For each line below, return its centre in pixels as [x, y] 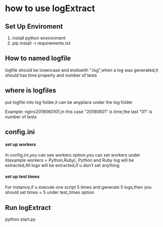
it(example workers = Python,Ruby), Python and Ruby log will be [70, 160]
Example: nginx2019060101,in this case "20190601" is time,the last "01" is [79, 112]
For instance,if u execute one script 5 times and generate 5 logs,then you [78, 187]
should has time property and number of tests [51, 75]
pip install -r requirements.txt [41, 43]
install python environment [39, 38]
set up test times [22, 176]
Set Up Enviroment [34, 26]
